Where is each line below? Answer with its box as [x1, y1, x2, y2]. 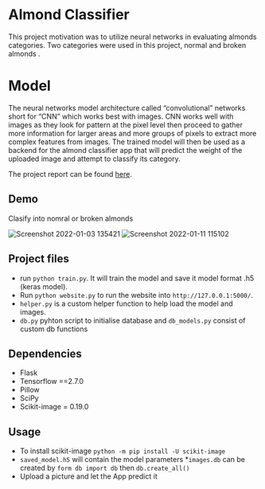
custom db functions [19, 324, 88, 334]
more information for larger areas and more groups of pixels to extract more [8, 128, 257, 138]
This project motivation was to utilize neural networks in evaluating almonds [8, 32, 257, 41]
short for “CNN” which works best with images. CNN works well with [8, 111, 234, 121]
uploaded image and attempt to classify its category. [8, 154, 181, 163]
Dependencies [8, 346, 82, 360]
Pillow [19, 385, 40, 395]
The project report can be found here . [8, 169, 133, 178]
